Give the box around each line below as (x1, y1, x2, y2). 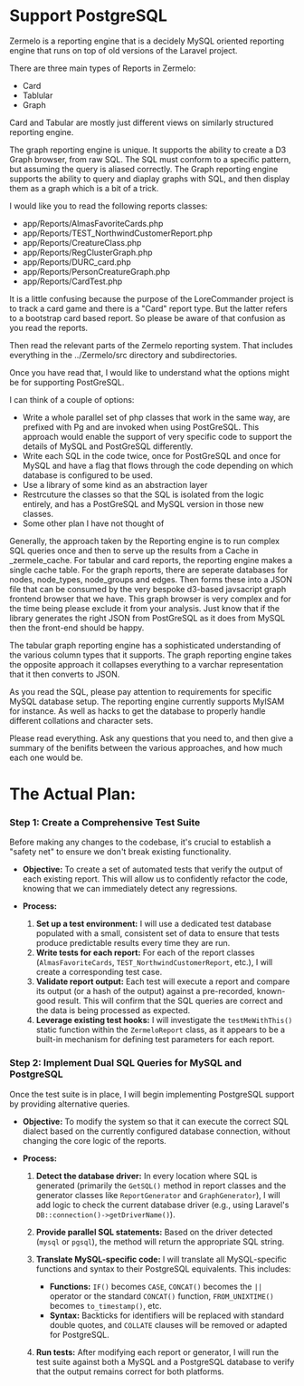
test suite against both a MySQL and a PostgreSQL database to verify (35, 1356, 295, 1367)
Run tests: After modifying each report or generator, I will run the (35, 1346, 279, 1357)
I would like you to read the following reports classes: (9, 200, 208, 211)
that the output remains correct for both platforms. (35, 1366, 224, 1377)
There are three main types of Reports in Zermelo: (9, 63, 196, 73)
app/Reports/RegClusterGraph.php (22, 247, 153, 258)
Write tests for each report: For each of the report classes (35, 947, 255, 958)
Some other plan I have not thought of (22, 518, 165, 529)
